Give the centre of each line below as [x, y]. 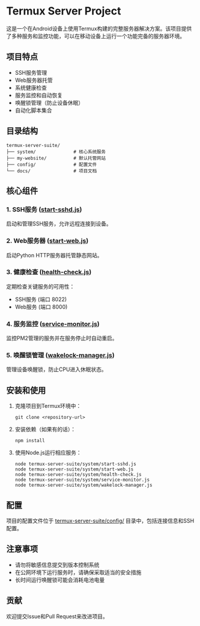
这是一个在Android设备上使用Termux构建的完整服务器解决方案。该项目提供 [99, 28]
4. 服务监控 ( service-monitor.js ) [53, 324]
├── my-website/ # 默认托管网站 [56, 158]
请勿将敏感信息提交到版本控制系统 [57, 565]
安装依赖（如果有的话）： [45, 430]
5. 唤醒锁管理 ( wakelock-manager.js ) [61, 355]
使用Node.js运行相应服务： [48, 452]
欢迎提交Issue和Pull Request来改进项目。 [57, 616]
